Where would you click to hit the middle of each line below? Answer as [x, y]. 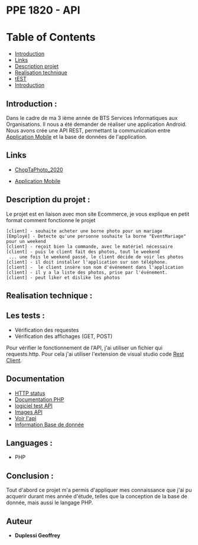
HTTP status [30, 393]
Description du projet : [48, 199]
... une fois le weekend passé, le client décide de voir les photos [96, 257]
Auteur [19, 521]
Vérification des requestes [47, 330]
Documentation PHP [39, 399]
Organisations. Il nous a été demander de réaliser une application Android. [97, 124]
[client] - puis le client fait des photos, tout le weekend [83, 252]
